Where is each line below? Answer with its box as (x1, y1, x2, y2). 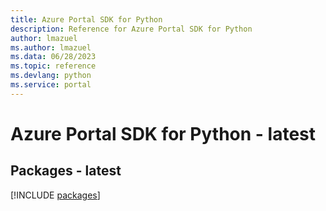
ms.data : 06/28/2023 (10, 52, 97, 62)
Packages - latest (10, 162, 122, 180)
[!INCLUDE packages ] (10, 189, 101, 201)
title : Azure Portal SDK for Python (10, 14, 163, 25)
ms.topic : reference (10, 61, 97, 71)
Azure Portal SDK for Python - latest (10, 122, 317, 145)
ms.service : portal (10, 80, 92, 90)
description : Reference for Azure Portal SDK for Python (10, 24, 253, 34)
